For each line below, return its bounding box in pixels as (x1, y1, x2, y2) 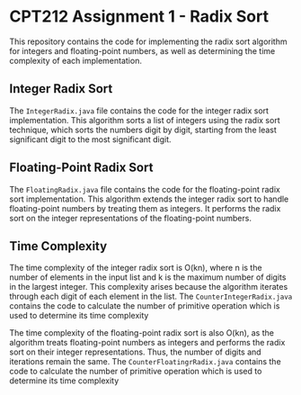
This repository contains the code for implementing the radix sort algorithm (9, 36, 288, 47)
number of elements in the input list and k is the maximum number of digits (9, 272, 287, 283)
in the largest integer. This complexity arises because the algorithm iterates (9, 282, 288, 292)
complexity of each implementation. (9, 55, 142, 66)
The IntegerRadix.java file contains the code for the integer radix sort (9, 105, 270, 116)
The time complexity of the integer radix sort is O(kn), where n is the (9, 263, 262, 274)
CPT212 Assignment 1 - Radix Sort (9, 6, 270, 27)
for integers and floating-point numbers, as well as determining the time (9, 45, 276, 56)
